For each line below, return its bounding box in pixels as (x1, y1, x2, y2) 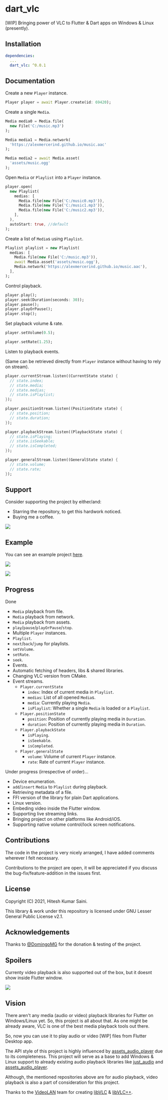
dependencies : (5, 53, 35, 58)
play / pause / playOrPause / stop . (12, 625, 73, 630)
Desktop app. (5, 1038, 33, 1044)
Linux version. (12, 800, 42, 806)
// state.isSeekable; (10, 438, 55, 444)
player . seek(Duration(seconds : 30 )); (5, 297, 85, 302)
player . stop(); (5, 312, 37, 317)
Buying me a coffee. (12, 514, 54, 520)
